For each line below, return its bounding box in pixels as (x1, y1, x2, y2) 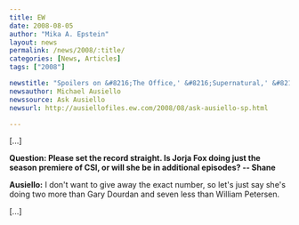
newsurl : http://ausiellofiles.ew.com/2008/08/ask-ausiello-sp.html (9, 103, 269, 112)
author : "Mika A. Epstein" (9, 29, 109, 38)
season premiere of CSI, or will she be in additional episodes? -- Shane (9, 162, 276, 173)
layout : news (9, 37, 58, 47)
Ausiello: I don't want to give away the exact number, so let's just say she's (9, 180, 287, 190)
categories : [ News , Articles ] (9, 54, 122, 63)
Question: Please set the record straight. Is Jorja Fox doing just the (9, 153, 261, 164)
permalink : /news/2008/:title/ (9, 46, 125, 55)
